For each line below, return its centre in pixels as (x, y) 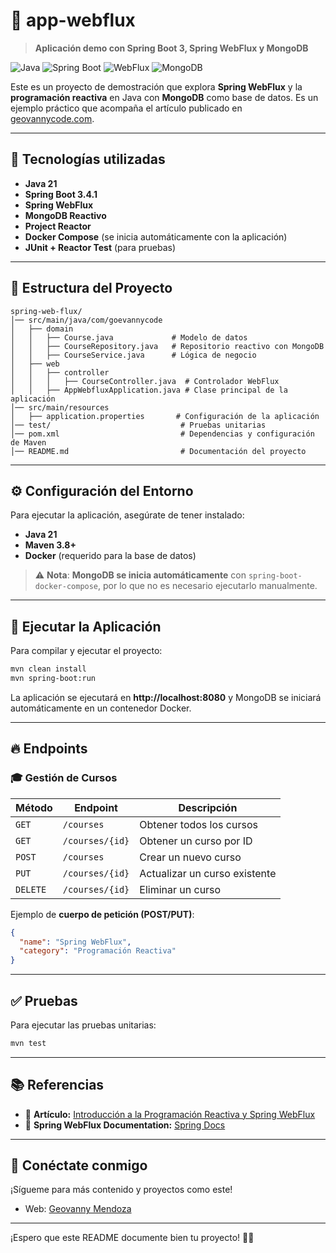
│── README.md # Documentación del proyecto (158, 451)
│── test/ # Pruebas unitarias (138, 425)
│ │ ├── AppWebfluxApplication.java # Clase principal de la (149, 390)
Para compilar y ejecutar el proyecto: (86, 651)
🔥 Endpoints (49, 749)
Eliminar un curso (180, 889)
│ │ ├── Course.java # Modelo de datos (129, 337)
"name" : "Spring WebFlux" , (75, 942)
